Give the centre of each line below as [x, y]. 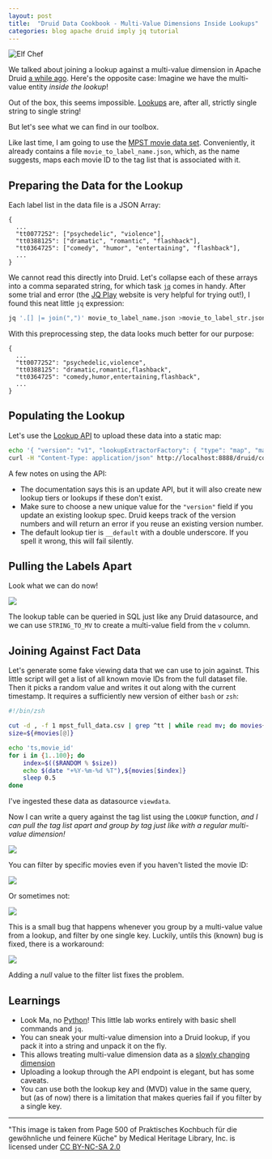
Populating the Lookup [67, 416]
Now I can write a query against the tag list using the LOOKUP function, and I [133, 817]
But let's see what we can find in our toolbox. [84, 127]
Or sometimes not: [39, 896]
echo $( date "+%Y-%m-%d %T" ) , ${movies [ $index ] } [104, 771]
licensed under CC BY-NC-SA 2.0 [65, 1146]
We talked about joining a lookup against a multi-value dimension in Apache [135, 70]
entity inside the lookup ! [68, 87]
